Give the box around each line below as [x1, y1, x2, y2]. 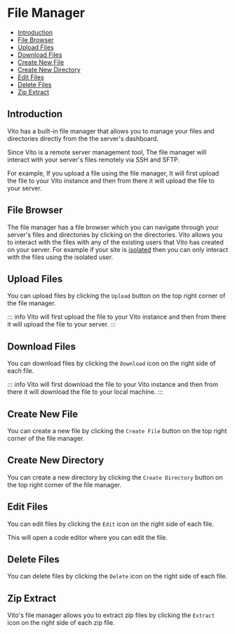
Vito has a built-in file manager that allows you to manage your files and [7, 126, 215, 135]
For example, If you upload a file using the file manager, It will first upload [7, 169, 220, 177]
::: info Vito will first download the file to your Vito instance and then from [7, 381, 219, 389]
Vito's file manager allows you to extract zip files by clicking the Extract [7, 611, 215, 619]
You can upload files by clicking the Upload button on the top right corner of [7, 291, 226, 300]
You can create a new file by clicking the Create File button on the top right [7, 427, 227, 435]
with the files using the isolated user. [7, 253, 114, 261]
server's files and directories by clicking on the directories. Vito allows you [7, 230, 223, 239]
